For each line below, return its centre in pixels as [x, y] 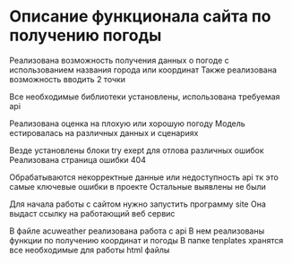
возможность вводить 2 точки [68, 79]
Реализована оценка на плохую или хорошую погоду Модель [128, 123]
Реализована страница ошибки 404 [77, 159]
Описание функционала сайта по [140, 17]
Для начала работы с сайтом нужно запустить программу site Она [138, 204]
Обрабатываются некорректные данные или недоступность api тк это [144, 177]
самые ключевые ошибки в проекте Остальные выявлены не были [138, 186]
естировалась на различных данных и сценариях [104, 132]
